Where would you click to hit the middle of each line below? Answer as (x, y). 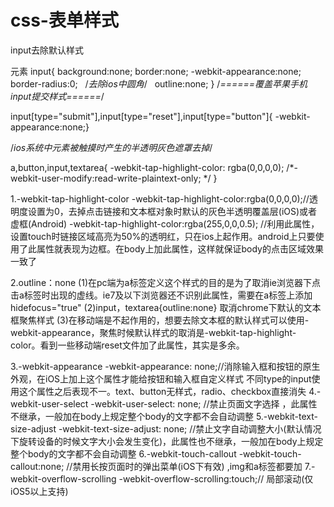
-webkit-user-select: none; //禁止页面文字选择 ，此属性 (204, 403)
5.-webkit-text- (287, 416)
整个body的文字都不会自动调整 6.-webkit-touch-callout (123, 453)
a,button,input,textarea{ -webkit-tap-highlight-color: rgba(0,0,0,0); (147, 167)
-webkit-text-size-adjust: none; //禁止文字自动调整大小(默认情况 (190, 428)
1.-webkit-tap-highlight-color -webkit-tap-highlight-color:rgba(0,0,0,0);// (160, 198)
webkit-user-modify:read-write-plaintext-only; (106, 178)
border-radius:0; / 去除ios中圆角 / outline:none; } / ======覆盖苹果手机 (159, 83)
